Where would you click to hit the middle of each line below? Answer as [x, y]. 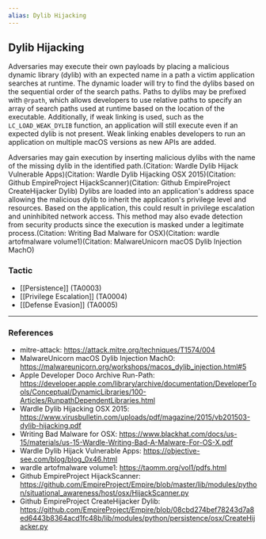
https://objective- [171, 451]
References [31, 332]
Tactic [21, 271]
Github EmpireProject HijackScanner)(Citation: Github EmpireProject [120, 183]
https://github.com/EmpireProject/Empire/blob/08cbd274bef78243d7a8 [137, 510]
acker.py [34, 526]
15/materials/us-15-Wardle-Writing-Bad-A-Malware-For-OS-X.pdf [126, 442]
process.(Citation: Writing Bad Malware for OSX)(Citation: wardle [114, 233]
